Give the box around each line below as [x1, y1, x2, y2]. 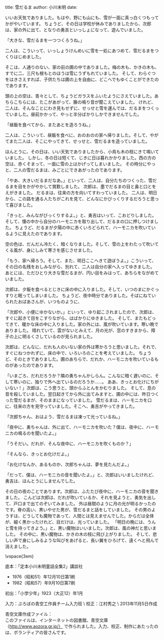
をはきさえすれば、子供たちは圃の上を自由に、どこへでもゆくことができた [5, 76, 155, 82]
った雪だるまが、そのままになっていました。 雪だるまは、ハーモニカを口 [5, 397, 152, 403]
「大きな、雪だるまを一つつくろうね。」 [5, 37, 85, 43]
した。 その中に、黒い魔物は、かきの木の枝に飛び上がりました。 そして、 [5, 531, 153, 537]
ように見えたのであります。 [9, 231, 65, 237]
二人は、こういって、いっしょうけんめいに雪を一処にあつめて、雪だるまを [5, 48, 155, 53]
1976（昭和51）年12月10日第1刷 [12, 574, 75, 579]
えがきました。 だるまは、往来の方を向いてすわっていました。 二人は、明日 [5, 190, 158, 195]
